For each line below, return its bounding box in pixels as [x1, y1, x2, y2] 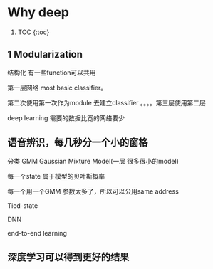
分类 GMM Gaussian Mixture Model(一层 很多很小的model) [7, 157, 180, 165]
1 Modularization [7, 48, 83, 60]
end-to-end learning [7, 228, 68, 237]
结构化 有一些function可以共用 [7, 68, 96, 77]
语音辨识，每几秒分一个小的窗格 [7, 137, 148, 149]
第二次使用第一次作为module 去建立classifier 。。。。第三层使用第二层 [7, 98, 207, 107]
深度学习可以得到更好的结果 [7, 250, 130, 263]
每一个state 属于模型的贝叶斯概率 [7, 172, 105, 180]
